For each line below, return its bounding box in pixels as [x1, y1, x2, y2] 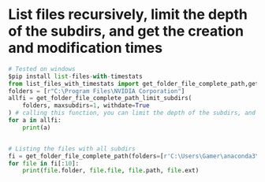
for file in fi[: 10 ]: [8, 159, 80, 167]
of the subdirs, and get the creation [8, 22, 244, 40]
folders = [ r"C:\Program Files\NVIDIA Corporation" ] [8, 87, 185, 95]
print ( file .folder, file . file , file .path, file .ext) [22, 167, 200, 175]
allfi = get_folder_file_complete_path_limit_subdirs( [8, 95, 192, 102]
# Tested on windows [8, 65, 77, 72]
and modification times [8, 39, 163, 57]
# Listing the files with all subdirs [8, 144, 136, 153]
